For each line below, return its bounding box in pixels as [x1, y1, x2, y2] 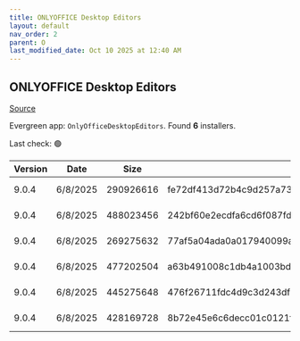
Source [9, 103, 36, 113]
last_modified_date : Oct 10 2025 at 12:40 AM [9, 46, 181, 55]
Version [13, 162, 48, 175]
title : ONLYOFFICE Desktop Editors [9, 12, 142, 22]
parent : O [9, 37, 46, 47]
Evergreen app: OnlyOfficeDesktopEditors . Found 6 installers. [9, 120, 237, 130]
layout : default [9, 21, 70, 30]
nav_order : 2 [9, 29, 58, 38]
